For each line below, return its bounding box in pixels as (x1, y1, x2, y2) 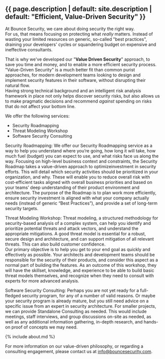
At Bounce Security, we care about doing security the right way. (5, 26, 135, 32)
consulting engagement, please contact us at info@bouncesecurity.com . (5, 348, 153, 354)
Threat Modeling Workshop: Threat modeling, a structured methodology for (5, 215, 159, 221)
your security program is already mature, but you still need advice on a (5, 298, 149, 304)
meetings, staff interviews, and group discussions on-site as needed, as (5, 314, 152, 320)
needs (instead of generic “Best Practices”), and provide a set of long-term (5, 200, 158, 206)
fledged (5, 292, 21, 298)
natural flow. (5, 82, 31, 88)
